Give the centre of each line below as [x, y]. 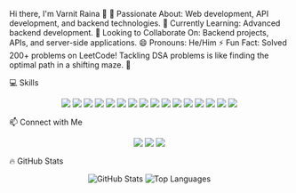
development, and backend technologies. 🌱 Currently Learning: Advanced [145, 23]
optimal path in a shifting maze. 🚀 [70, 65]
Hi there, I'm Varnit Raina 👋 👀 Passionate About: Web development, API [139, 14]
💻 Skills [24, 83]
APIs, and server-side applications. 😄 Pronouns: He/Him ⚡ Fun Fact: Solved [148, 43]
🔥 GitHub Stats [36, 161]
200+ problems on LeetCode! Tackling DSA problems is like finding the [139, 55]
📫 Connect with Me [46, 122]
